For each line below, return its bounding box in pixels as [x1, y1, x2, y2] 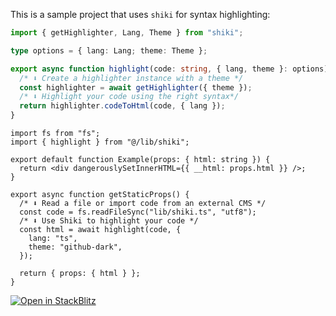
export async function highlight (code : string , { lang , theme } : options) [10, 64, 329, 74]
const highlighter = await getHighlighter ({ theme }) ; [19, 82, 253, 93]
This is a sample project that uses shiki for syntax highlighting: [10, 9, 271, 20]
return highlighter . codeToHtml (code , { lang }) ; [19, 101, 226, 111]
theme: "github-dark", [28, 242, 123, 252]
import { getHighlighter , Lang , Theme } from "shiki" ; [10, 28, 244, 38]
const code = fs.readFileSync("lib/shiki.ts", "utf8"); [19, 207, 257, 217]
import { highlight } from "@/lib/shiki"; [10, 137, 190, 147]
